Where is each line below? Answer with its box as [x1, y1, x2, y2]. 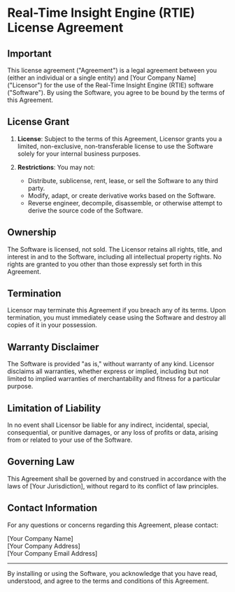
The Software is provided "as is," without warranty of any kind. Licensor [7, 360, 215, 368]
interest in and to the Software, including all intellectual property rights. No [7, 252, 222, 261]
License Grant [7, 116, 70, 128]
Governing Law [7, 456, 75, 468]
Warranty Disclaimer [7, 341, 99, 353]
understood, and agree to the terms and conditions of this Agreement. [7, 577, 209, 585]
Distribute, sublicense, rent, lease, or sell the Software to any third [27, 176, 218, 185]
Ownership [7, 226, 57, 238]
